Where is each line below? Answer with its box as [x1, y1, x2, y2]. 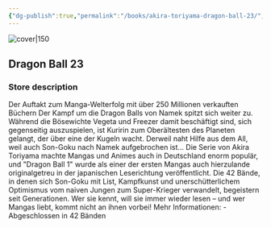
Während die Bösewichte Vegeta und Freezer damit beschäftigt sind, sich [8, 117, 252, 126]
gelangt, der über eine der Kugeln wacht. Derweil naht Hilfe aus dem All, [8, 134, 248, 143]
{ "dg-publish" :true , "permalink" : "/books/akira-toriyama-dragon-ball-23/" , [8, 11, 265, 20]
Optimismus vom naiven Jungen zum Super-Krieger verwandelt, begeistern [8, 185, 260, 195]
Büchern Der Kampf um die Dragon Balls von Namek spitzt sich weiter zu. [8, 108, 253, 118]
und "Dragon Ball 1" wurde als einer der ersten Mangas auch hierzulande [8, 160, 250, 169]
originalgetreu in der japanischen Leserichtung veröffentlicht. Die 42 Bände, [8, 168, 261, 178]
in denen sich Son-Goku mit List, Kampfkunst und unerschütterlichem [8, 176, 240, 186]
